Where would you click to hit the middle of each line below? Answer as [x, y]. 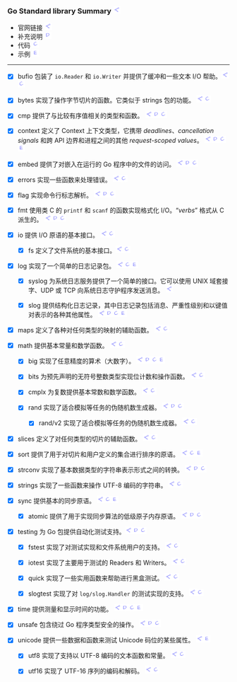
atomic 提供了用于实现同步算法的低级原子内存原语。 [104, 516]
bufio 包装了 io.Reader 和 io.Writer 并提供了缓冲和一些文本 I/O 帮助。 [120, 76]
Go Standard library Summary [59, 11]
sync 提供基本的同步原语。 [56, 500]
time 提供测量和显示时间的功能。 [65, 609]
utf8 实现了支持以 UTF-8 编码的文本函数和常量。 [98, 656]
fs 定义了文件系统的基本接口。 [72, 250]
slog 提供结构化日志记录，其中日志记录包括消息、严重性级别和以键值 [128, 306]
